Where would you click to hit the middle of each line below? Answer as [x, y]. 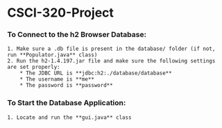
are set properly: [34, 67]
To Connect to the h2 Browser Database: [77, 35]
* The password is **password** [66, 86]
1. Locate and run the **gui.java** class [69, 117]
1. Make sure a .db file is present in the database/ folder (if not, [111, 49]
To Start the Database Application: [67, 103]
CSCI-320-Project [61, 13]
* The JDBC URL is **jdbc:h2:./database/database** [96, 73]
